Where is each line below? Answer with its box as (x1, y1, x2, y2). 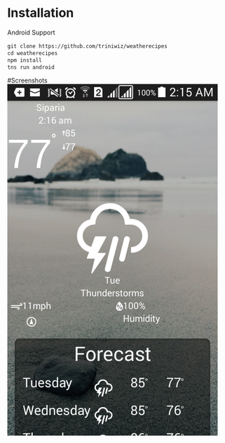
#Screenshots (7, 76, 48, 84)
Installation (7, 5, 74, 21)
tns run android (7, 63, 55, 71)
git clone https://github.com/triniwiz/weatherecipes (7, 42, 168, 50)
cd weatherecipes (7, 49, 58, 57)
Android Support (7, 28, 55, 37)
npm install (7, 56, 42, 64)
